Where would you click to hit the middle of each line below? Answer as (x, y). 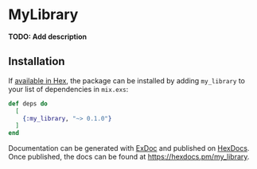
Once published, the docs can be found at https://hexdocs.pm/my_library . (129, 157)
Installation (37, 61)
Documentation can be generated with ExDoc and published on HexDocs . (129, 148)
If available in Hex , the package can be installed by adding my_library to (127, 80)
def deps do (28, 104)
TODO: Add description (48, 36)
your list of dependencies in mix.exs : (68, 89)
